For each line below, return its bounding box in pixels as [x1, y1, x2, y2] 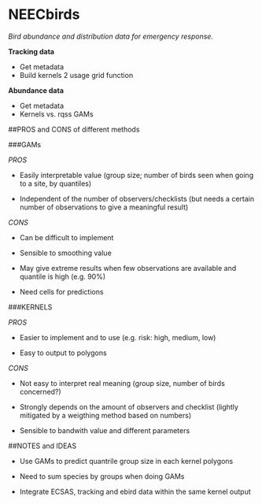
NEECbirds [8, 6, 80, 24]
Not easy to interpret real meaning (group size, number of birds [19, 378, 226, 387]
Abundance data [8, 85, 65, 95]
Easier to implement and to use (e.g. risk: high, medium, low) [19, 332, 216, 342]
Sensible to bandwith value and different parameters [19, 425, 190, 435]
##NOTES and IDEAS [8, 441, 77, 450]
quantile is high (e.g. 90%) [19, 272, 106, 281]
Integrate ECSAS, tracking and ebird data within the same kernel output [19, 487, 252, 496]
